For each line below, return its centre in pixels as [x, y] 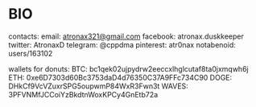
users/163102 [31, 53]
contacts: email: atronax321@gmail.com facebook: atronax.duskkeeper [126, 36]
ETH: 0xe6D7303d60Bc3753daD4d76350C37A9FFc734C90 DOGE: [120, 77]
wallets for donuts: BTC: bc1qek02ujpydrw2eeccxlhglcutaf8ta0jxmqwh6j [128, 68]
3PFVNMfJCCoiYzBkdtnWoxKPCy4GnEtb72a [83, 94]
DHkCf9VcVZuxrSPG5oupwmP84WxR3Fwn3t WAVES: [99, 86]
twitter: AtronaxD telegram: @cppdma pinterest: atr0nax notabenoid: [122, 44]
